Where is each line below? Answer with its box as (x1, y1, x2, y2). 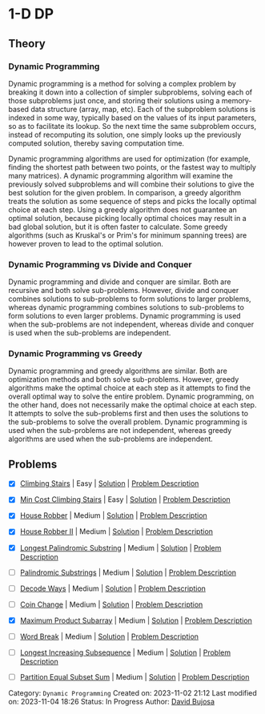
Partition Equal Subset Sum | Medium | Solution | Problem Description (19, 672, 250, 681)
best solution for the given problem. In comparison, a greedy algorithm (8, 187, 242, 197)
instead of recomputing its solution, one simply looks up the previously (8, 130, 242, 139)
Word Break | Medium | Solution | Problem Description (19, 632, 199, 641)
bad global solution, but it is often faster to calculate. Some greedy (8, 222, 228, 231)
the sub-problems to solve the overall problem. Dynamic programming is (8, 417, 248, 427)
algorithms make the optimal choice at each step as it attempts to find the (8, 383, 251, 393)
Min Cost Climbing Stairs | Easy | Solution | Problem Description (19, 495, 231, 504)
